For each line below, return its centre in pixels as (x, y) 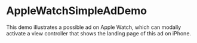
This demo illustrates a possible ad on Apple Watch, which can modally (94, 27)
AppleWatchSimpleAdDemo (77, 11)
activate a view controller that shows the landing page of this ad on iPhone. (99, 33)
